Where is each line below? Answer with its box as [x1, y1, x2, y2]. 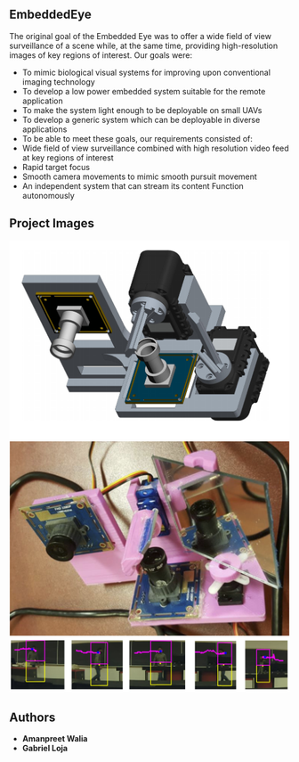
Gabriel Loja [21, 743, 69, 754]
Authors [9, 709, 56, 725]
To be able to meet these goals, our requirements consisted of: [21, 133, 254, 143]
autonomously [21, 190, 76, 201]
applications [21, 124, 68, 135]
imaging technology [21, 76, 95, 87]
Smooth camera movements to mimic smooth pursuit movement [21, 171, 258, 182]
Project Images [9, 216, 95, 231]
